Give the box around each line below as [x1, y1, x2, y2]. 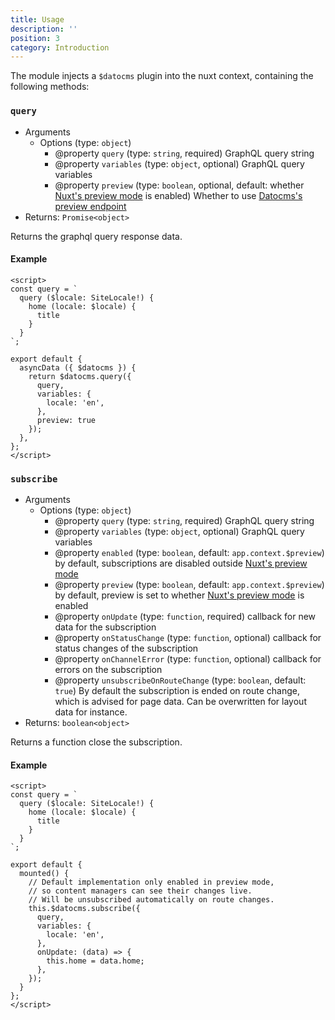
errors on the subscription [54, 664, 163, 676]
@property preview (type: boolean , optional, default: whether [54, 179, 305, 191]
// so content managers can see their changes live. [28, 886, 253, 896]
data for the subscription [54, 621, 157, 633]
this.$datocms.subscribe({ [28, 904, 141, 914]
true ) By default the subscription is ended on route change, [54, 685, 300, 697]
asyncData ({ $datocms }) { [19, 362, 137, 373]
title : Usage [10, 14, 65, 25]
